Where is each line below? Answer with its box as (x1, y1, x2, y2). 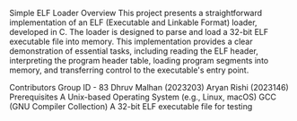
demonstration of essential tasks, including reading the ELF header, (9, 46, 258, 56)
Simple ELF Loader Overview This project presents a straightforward (9, 8, 263, 18)
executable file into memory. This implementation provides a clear (9, 36, 253, 47)
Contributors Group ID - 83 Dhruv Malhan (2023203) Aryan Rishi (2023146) (9, 82, 289, 92)
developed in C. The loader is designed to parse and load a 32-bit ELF (9, 27, 269, 37)
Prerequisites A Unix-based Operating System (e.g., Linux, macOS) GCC (9, 91, 276, 102)
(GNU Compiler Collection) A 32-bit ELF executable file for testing (9, 101, 253, 111)
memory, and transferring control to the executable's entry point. (9, 65, 249, 75)
